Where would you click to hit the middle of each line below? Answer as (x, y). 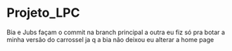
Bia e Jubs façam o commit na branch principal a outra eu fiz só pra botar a (116, 32)
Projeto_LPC (43, 13)
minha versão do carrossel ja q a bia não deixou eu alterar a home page (110, 39)
